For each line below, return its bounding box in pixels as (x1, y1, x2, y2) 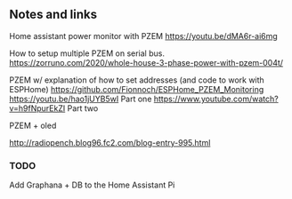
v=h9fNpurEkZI (9, 102, 66, 114)
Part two (67, 102, 99, 114)
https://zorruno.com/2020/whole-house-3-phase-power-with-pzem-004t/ (9, 57, 283, 68)
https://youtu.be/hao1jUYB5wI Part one (9, 93, 152, 104)
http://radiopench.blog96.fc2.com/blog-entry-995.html (9, 137, 211, 147)
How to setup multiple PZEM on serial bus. (9, 48, 165, 59)
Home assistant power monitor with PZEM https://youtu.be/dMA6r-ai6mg (9, 30, 278, 41)
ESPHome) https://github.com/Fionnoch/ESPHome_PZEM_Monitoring (9, 84, 264, 94)
